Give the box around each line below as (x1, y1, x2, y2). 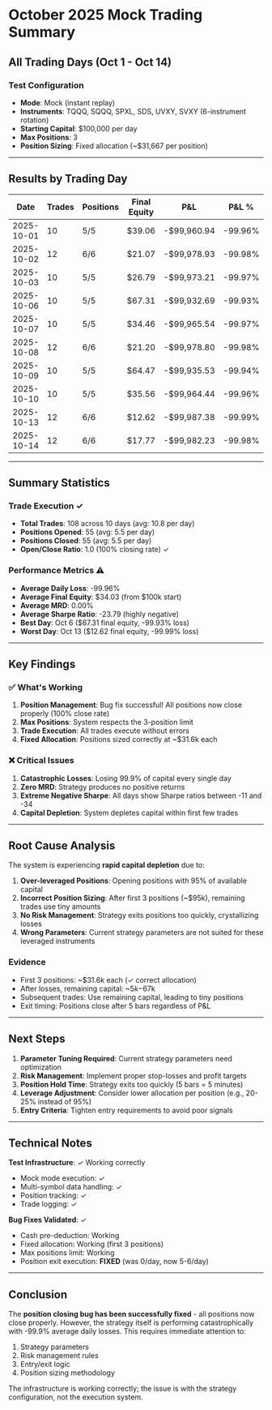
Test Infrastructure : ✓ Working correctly (8, 1158, 146, 1168)
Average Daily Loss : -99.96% (19, 583, 121, 593)
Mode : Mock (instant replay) (19, 97, 116, 107)
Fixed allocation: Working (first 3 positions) (19, 1239, 164, 1249)
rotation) (19, 115, 49, 125)
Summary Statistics (8, 476, 111, 490)
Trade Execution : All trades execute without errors (19, 726, 190, 735)
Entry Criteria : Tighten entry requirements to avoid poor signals (19, 1105, 233, 1115)
